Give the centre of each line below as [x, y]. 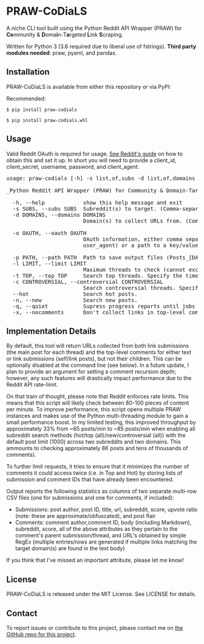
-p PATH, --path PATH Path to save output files [88, 257]
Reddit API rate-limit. [32, 384]
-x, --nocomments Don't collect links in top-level [99, 312]
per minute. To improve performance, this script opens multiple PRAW [93, 409]
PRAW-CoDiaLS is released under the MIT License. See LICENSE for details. [101, 594]
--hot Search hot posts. [75, 294]
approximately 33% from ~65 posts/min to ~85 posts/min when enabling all [101, 429]
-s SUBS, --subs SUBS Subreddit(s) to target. [85, 209]
